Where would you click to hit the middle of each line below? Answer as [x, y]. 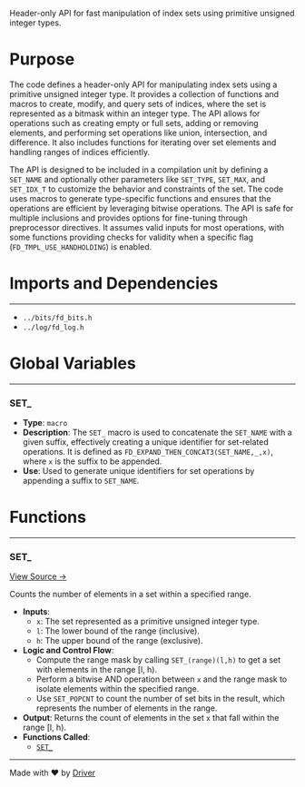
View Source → [38, 576]
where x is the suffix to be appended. [92, 461]
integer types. [35, 23]
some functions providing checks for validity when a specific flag [132, 237]
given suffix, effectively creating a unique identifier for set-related [146, 442]
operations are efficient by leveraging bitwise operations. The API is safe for [152, 208]
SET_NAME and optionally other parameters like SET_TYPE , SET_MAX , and [138, 179]
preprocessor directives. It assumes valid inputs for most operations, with [147, 227]
